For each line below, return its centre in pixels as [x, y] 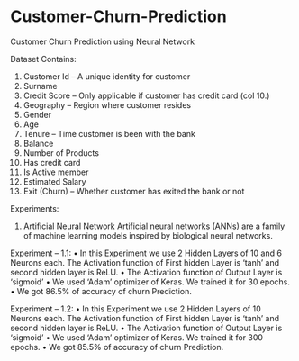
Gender [37, 114]
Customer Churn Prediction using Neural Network [103, 41]
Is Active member [56, 172]
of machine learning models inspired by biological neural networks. [148, 235]
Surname [40, 86]
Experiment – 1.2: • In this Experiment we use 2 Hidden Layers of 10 [136, 309]
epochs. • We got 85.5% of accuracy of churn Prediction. [117, 347]
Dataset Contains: [44, 59]
